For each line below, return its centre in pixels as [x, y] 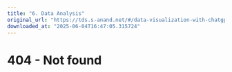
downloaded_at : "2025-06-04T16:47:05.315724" [74, 26]
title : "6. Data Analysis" [46, 13]
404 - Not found [55, 60]
